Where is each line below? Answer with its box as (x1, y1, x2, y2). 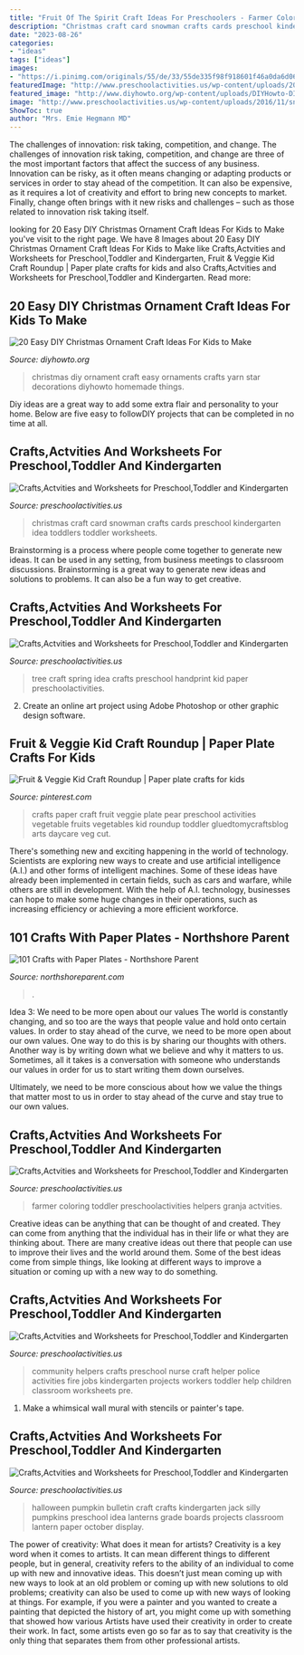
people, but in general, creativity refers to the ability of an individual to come (9, 1558, 294, 1569)
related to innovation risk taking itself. (9, 206, 149, 217)
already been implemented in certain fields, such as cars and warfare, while (9, 875, 292, 885)
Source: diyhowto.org (9, 354, 90, 365)
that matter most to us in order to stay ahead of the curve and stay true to (9, 1092, 283, 1103)
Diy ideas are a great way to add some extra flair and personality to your (9, 398, 279, 409)
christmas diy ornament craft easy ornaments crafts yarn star (31, 371, 261, 382)
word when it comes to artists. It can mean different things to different (9, 1548, 271, 1559)
